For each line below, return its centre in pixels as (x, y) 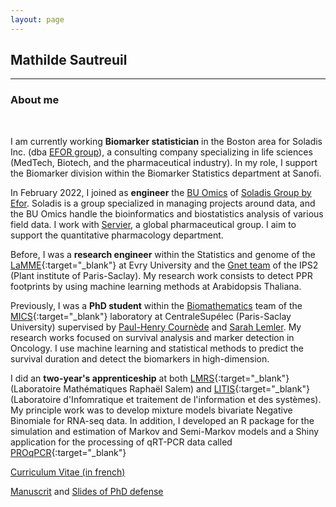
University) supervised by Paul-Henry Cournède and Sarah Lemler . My (156, 327)
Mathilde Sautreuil (69, 60)
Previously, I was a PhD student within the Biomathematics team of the (156, 305)
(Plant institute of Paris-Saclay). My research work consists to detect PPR (161, 275)
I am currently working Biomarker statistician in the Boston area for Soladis (166, 141)
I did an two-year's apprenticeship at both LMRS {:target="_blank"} (150, 378)
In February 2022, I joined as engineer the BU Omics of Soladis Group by (161, 192)
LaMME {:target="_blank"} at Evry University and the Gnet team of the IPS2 (164, 265)
